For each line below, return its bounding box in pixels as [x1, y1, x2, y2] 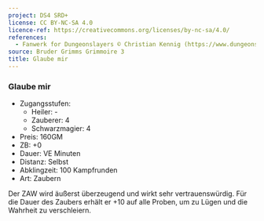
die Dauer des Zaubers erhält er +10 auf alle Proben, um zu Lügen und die [8, 197, 248, 207]
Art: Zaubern [19, 174, 61, 183]
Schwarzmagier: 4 [31, 124, 91, 133]
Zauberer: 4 [31, 115, 70, 125]
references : [8, 33, 47, 42]
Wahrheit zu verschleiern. [8, 205, 92, 216]
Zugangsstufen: [19, 99, 71, 108]
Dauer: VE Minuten [19, 149, 81, 158]
